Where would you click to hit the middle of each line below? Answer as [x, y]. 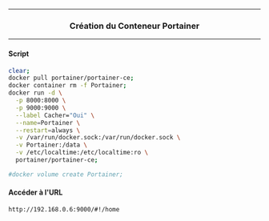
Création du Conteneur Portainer [134, 26]
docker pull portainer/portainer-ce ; [71, 78]
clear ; [19, 70]
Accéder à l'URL [36, 192]
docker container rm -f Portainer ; [68, 86]
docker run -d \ [35, 93]
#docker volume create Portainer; [66, 174]
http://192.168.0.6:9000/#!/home [64, 209]
